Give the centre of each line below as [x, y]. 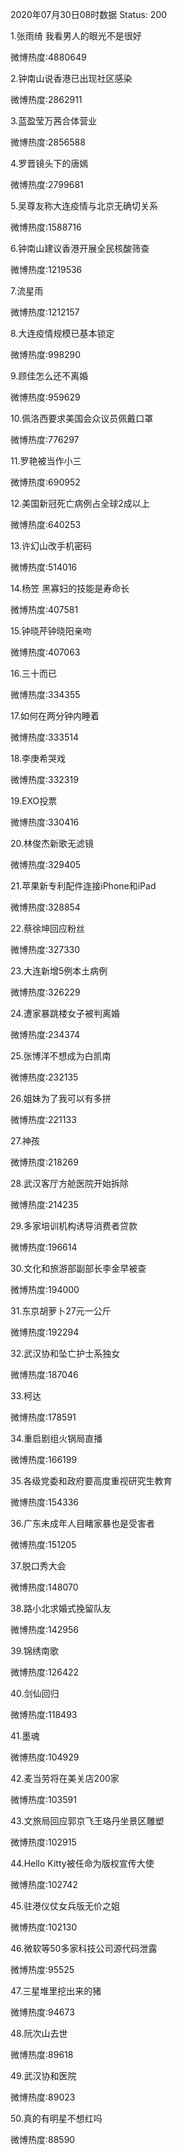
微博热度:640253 [46, 524]
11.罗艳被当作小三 [46, 461]
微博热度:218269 [44, 1162]
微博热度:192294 [45, 1332]
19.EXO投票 [34, 801]
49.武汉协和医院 [43, 2076]
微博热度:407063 [45, 652]
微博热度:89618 [42, 2054]
